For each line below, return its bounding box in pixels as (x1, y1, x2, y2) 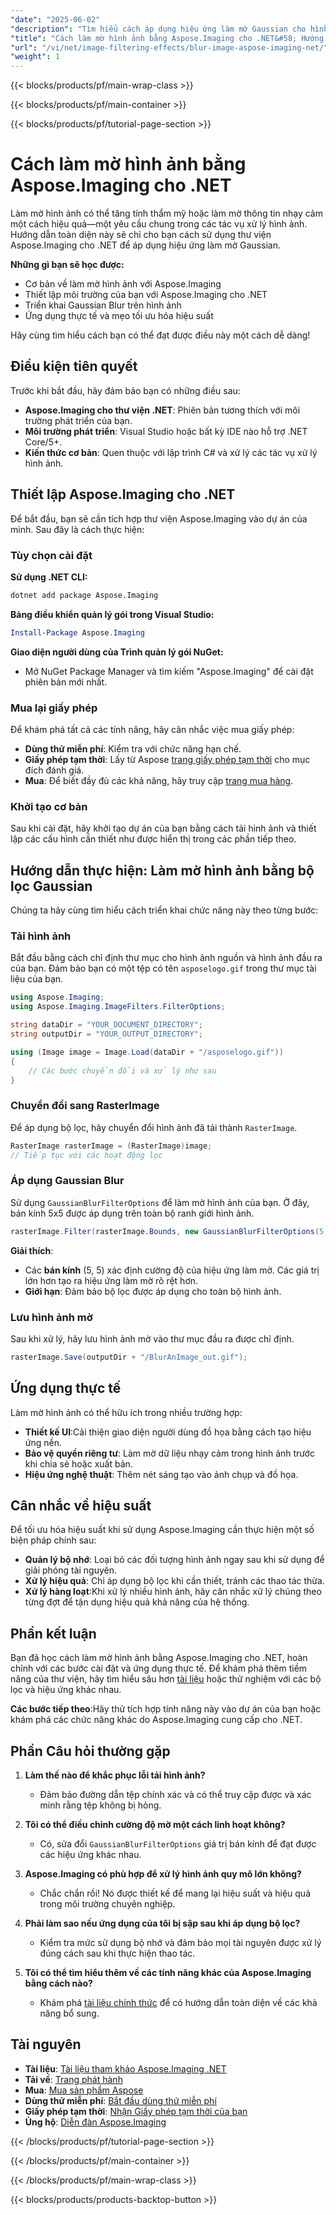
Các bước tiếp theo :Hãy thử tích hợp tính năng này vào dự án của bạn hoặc (10, 1703, 322, 1715)
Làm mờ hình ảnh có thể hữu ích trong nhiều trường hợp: (10, 1406, 243, 1418)
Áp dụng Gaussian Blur (10, 1174, 125, 1188)
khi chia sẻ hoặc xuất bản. (24, 1457, 133, 1470)
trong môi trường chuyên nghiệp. (39, 1898, 176, 1910)
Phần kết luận (10, 1625, 97, 1642)
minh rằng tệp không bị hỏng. (39, 1799, 162, 1811)
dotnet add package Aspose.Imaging (10, 590, 159, 600)
